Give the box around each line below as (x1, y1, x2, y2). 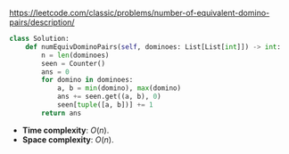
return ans (41, 109, 82, 118)
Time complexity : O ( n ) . (21, 125, 110, 135)
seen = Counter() (41, 59, 105, 68)
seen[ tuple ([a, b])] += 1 (56, 101, 153, 109)
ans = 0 (41, 67, 70, 77)
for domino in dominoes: (41, 76, 134, 85)
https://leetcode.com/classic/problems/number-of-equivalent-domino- (9, 8, 270, 18)
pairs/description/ (9, 17, 75, 28)
